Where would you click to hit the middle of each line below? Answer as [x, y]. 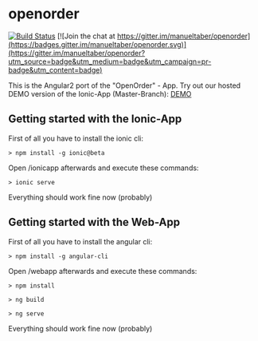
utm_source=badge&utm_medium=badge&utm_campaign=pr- [110, 61]
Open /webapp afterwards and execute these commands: [103, 271]
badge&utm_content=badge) [55, 69]
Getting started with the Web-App [94, 222]
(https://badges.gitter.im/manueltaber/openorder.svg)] [98, 44]
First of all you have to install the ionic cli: [76, 138]
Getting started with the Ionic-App [95, 119]
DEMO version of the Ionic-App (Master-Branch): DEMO [100, 93]
